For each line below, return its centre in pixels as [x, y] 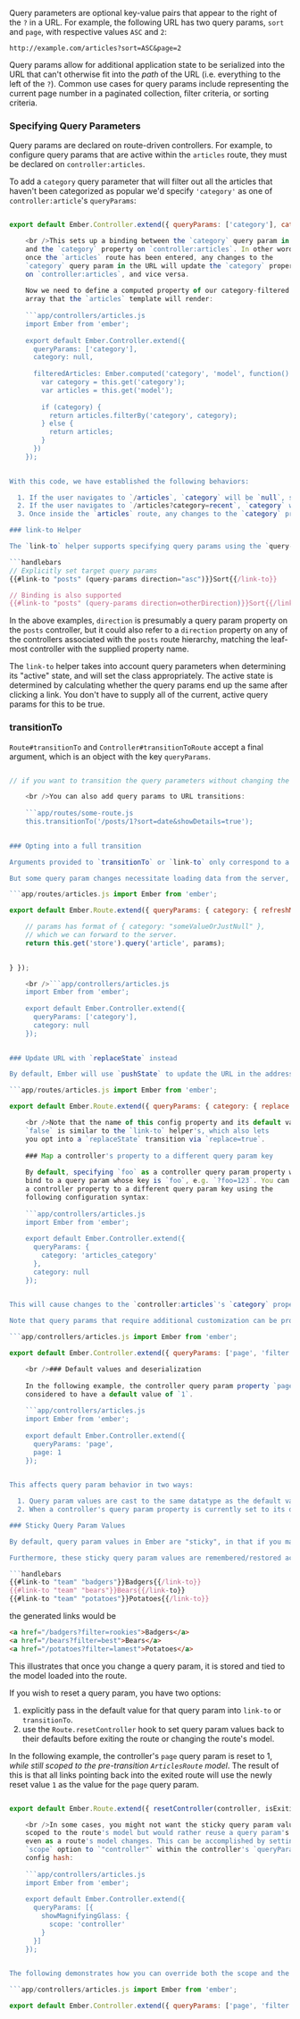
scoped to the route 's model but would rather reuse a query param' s [158, 1833]
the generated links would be [62, 1616]
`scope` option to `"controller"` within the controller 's [137, 1850]
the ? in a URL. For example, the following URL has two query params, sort [146, 22]
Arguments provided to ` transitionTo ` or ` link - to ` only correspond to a [150, 862]
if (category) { [71, 407]
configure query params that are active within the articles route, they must [148, 155]
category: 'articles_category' [100, 1256]
